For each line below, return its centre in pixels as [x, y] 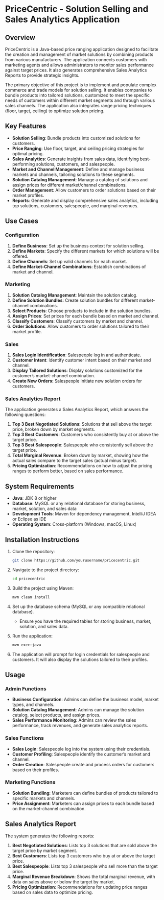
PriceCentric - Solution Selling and [77, 9]
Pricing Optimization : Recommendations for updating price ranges [80, 887]
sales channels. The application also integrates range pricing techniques [78, 106]
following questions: [25, 414]
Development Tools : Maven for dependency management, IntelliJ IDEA [84, 514]
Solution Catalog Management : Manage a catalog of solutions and [80, 179]
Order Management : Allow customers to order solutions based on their [84, 190]
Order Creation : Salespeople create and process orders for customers [83, 764]
